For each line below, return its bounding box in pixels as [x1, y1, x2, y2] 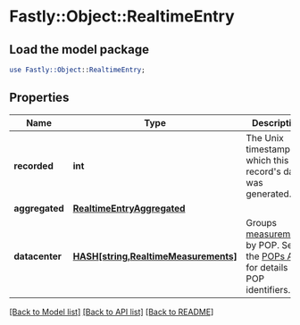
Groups [246, 216, 278, 229]
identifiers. [246, 283, 291, 296]
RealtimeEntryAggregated [72, 202, 186, 214]
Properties [9, 90, 70, 105]
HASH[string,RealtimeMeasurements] [72, 250, 238, 262]
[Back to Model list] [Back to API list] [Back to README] [9, 306, 214, 317]
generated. [246, 187, 292, 200]
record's [246, 165, 281, 178]
